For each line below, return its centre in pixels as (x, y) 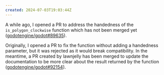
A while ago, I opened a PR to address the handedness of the (70, 24)
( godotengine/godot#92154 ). (36, 67)
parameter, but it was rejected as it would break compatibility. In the (76, 51)
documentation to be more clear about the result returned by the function (82, 61)
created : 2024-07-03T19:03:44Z (38, 10)
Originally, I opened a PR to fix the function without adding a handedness (82, 45)
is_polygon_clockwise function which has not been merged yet (71, 30)
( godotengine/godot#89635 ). (36, 35)
